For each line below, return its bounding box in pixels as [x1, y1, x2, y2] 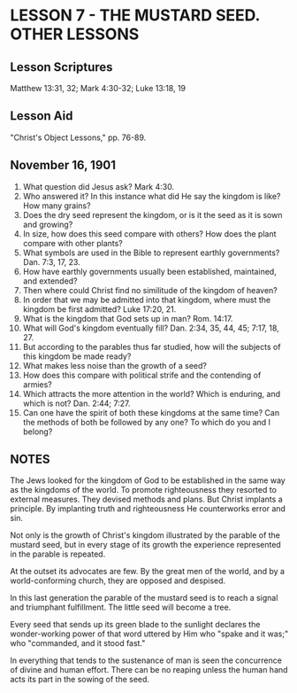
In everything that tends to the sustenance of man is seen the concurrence [10, 655, 282, 666]
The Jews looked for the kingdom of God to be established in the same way [10, 475, 286, 486]
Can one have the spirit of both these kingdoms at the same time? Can [22, 407, 280, 417]
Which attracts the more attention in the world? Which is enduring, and [22, 388, 281, 399]
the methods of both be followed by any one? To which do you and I [22, 417, 271, 427]
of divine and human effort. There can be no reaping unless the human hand [10, 665, 288, 675]
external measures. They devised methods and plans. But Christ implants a [10, 494, 283, 505]
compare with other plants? [22, 237, 123, 248]
